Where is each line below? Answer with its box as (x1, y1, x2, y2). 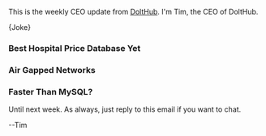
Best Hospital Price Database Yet (8, 42, 141, 53)
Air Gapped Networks (8, 64, 96, 75)
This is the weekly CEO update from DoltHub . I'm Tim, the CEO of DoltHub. (8, 7, 259, 16)
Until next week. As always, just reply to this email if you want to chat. (8, 104, 242, 114)
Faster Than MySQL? (8, 86, 93, 97)
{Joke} (8, 23, 31, 32)
